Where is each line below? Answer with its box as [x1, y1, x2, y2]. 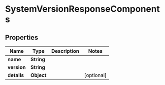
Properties [5, 33, 38, 42]
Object [30, 72, 47, 79]
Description [51, 48, 80, 54]
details [7, 72, 24, 79]
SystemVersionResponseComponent [5, 3, 160, 15]
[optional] [84, 72, 107, 79]
